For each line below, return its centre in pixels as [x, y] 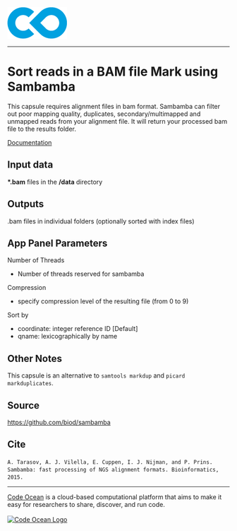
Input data [30, 165]
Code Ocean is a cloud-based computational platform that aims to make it [115, 497]
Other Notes [35, 358]
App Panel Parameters [57, 243]
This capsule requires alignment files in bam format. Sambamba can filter [114, 106]
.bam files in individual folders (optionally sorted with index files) [101, 221]
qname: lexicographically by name [67, 337]
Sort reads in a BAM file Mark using [113, 72]
